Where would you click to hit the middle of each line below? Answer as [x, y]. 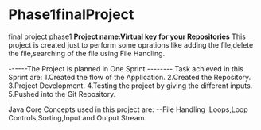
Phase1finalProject [71, 15]
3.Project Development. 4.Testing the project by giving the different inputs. [130, 86]
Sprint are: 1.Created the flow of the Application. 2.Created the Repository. [130, 77]
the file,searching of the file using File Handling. [87, 53]
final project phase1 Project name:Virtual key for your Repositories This [127, 36]
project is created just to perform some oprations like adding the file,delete [131, 44]
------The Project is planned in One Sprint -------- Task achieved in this [126, 68]
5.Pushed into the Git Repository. [62, 94]
